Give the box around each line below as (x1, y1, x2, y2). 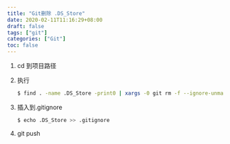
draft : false (7, 23, 45, 29)
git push (16, 129, 41, 137)
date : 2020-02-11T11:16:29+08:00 (7, 16, 103, 23)
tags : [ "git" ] (7, 29, 48, 36)
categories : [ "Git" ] (7, 36, 67, 43)
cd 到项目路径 (16, 62, 57, 69)
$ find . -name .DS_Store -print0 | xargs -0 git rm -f (16, 90, 181, 97)
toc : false (7, 42, 38, 49)
